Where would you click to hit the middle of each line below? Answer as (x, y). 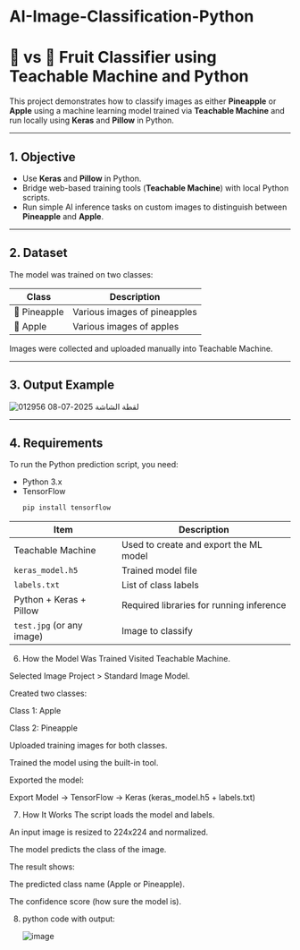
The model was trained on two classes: (81, 274)
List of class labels (160, 586)
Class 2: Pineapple (44, 728)
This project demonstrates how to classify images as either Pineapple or (143, 101)
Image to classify (158, 631)
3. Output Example (62, 385)
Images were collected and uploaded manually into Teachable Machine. (142, 348)
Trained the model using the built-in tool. (84, 763)
